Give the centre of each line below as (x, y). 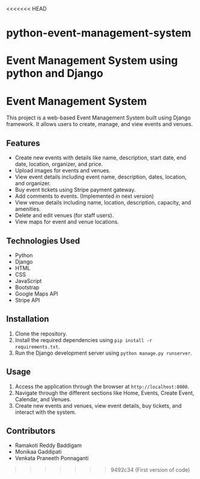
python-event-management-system (99, 33)
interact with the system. (45, 412)
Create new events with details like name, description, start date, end (100, 158)
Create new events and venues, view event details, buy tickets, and (98, 405)
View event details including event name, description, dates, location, (101, 177)
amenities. (28, 209)
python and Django (55, 73)
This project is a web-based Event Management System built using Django (98, 118)
